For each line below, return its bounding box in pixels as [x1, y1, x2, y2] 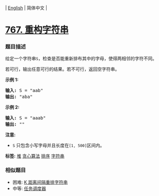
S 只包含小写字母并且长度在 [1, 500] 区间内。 [12, 142, 105, 148]
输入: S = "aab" [5, 87, 44, 93]
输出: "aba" [5, 94, 33, 99]
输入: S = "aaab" [5, 115, 46, 121]
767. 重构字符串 [5, 24, 69, 35]
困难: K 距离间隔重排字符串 [12, 179, 68, 185]
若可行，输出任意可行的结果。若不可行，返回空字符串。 [5, 66, 119, 72]
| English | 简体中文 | [5, 5, 48, 10]
